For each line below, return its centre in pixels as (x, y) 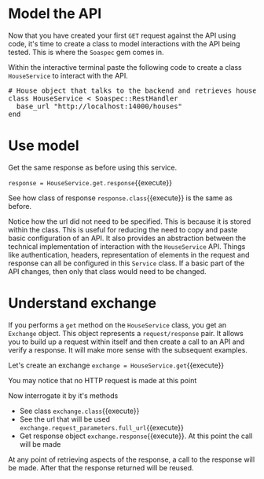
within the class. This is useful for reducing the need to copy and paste (123, 229)
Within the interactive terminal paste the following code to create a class (125, 67)
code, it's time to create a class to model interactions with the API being (124, 43)
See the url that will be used (64, 419)
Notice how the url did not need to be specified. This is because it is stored (130, 221)
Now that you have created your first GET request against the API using (122, 35)
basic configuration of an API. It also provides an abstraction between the (127, 238)
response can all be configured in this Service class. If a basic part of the (126, 263)
